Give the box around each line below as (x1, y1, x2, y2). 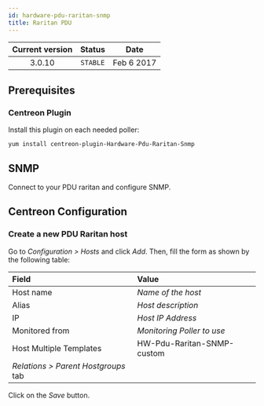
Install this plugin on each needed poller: (8, 125, 140, 134)
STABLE (80, 58, 105, 67)
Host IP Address (137, 312, 197, 323)
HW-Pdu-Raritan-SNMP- (137, 338, 234, 349)
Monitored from (12, 325, 70, 336)
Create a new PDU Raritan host (8, 229, 128, 240)
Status (79, 44, 106, 55)
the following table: (8, 254, 71, 264)
